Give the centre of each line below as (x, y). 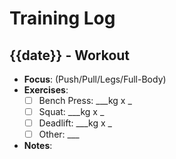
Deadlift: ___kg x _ (75, 123)
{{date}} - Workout (70, 55)
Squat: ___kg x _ (71, 112)
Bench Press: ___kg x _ (85, 100)
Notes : (38, 146)
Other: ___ (59, 134)
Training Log (62, 18)
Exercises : (46, 90)
